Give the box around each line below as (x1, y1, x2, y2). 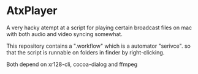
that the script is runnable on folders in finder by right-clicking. (6, 48, 165, 56)
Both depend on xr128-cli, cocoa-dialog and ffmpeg (6, 61, 138, 68)
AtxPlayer (6, 4, 58, 18)
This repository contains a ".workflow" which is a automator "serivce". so (6, 42, 191, 50)
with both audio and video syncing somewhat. (6, 30, 123, 37)
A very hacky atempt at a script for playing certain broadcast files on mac (6, 24, 192, 31)
